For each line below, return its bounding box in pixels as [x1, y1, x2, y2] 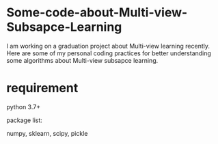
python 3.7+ [6, 102, 41, 111]
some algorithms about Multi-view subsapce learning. [6, 56, 159, 64]
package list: [6, 116, 42, 124]
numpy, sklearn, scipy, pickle [6, 129, 88, 137]
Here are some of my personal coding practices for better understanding [6, 49, 211, 57]
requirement [6, 81, 79, 96]
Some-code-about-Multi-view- [6, 5, 188, 20]
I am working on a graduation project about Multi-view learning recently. [6, 42, 210, 50]
